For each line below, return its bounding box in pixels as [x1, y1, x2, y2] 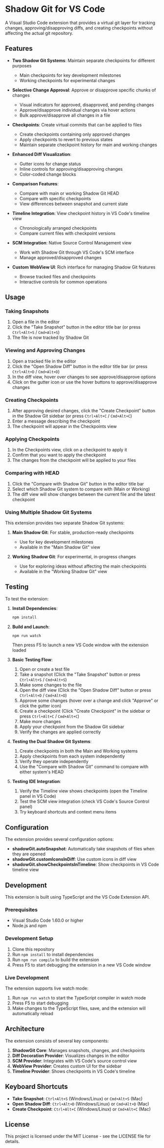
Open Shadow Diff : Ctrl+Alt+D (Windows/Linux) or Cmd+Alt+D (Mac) [12, 1101, 149, 1107]
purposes [12, 62, 32, 68]
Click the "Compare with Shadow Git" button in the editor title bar [12, 481, 144, 486]
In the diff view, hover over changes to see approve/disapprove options [12, 374, 156, 380]
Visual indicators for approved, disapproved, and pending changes [19, 102, 154, 108]
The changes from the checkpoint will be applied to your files [12, 457, 136, 463]
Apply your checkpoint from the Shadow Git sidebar [19, 724, 125, 730]
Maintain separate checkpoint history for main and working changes [19, 142, 158, 148]
